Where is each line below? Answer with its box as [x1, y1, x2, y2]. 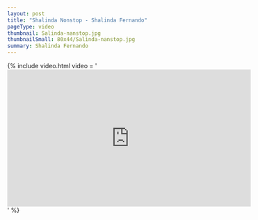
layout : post [7, 10, 45, 17]
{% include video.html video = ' [7, 62, 97, 70]
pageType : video [7, 23, 54, 30]
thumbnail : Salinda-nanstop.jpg [7, 29, 101, 37]
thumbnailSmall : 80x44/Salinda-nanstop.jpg [7, 36, 136, 43]
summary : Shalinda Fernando [7, 42, 89, 49]
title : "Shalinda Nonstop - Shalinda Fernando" [7, 17, 148, 24]
